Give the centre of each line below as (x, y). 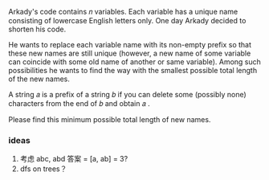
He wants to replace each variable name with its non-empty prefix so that (130, 45)
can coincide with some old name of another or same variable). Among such (134, 62)
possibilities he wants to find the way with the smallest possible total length (133, 70)
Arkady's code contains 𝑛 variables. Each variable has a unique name (123, 12)
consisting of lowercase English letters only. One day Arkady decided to (127, 20)
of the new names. (39, 79)
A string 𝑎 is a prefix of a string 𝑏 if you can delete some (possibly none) (127, 94)
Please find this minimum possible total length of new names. (110, 119)
